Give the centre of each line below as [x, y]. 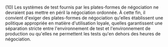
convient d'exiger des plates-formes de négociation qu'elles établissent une [84, 18]
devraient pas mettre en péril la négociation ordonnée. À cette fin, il [75, 12]
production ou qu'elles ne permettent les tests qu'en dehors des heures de [83, 34]
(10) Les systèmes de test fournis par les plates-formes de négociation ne [82, 7]
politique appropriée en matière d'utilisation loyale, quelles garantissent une [84, 23]
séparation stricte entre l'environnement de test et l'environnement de [78, 28]
